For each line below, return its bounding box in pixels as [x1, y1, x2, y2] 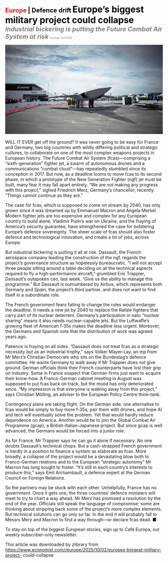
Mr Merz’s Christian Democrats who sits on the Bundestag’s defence [5, 354, 146, 360]
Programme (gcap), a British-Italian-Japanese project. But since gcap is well [5, 422, 162, 428]
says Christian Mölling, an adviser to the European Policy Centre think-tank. [5, 391, 161, 397]
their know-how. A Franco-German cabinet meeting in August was [5, 375, 141, 381]
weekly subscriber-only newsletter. [5, 531, 77, 537]
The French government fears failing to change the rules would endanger [5, 301, 156, 307]
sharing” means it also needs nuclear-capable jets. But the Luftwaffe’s [5, 317, 150, 323]
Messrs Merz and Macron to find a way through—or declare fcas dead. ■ [5, 516, 156, 522]
